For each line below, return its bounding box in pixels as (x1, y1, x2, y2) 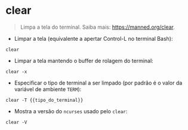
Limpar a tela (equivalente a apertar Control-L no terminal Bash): (14, 35, 173, 42)
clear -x (5, 68, 27, 75)
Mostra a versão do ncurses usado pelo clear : (14, 107, 128, 114)
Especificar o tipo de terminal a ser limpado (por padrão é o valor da (14, 79, 183, 86)
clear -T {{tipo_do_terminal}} (5, 97, 84, 103)
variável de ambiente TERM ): (14, 85, 82, 93)
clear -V (5, 119, 27, 125)
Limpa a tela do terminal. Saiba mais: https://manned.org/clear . (20, 23, 175, 31)
